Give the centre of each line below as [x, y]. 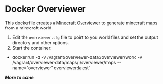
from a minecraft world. [29, 28]
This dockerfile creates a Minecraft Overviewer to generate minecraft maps [81, 23]
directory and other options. [41, 42]
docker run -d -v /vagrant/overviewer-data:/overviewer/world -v [77, 57]
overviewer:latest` [72, 68]
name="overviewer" [32, 68]
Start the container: [32, 48]
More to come [20, 77]
